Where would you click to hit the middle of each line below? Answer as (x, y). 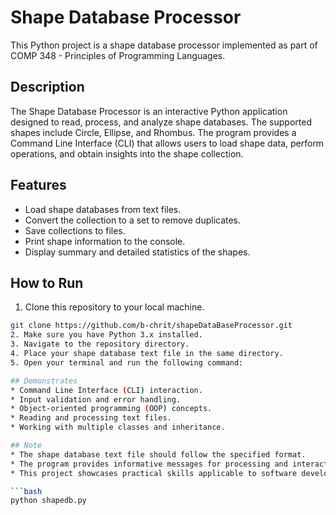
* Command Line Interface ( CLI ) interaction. (106, 390)
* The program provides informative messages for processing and (149, 464)
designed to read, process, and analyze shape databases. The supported (161, 122)
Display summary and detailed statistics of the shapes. (137, 252)
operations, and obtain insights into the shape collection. (127, 153)
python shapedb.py (48, 501)
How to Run (47, 282)
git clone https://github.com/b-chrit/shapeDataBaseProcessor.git (151, 326)
